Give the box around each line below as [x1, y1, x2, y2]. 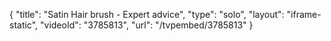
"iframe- [286, 9, 322, 20]
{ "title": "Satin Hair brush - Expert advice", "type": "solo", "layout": [9, 9, 285, 20]
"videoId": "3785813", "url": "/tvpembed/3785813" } [40, 19, 254, 31]
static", [9, 19, 39, 31]
